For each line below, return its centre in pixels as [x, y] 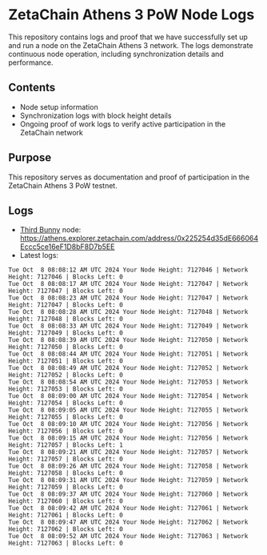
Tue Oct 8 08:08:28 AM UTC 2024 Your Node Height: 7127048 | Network [128, 312]
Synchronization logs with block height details [96, 115]
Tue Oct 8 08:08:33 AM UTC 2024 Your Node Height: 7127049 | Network [128, 326]
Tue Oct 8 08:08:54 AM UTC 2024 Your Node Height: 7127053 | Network [128, 382]
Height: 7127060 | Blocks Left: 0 [66, 501]
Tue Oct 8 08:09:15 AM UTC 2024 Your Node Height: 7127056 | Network [128, 438]
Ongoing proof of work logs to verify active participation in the [123, 124]
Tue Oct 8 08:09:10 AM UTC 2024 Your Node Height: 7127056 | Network [128, 424]
